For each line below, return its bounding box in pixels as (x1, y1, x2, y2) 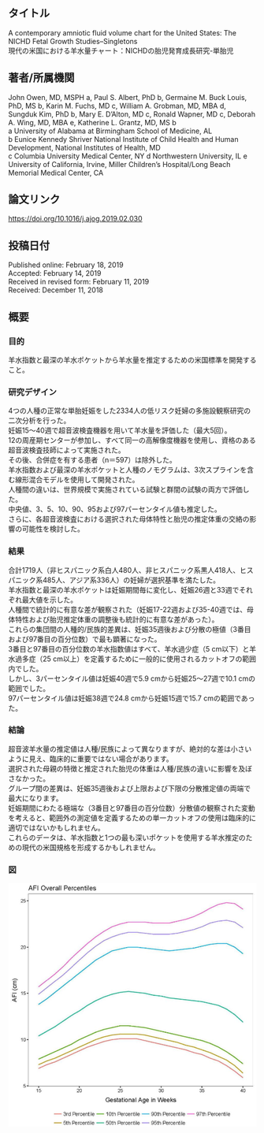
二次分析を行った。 (8, 416, 71, 425)
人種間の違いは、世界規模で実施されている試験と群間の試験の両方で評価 (8, 485, 243, 494)
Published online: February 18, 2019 (8, 260, 124, 269)
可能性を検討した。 (21, 524, 84, 533)
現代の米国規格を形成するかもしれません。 (21, 842, 160, 852)
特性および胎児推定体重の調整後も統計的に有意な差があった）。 (14, 615, 219, 624)
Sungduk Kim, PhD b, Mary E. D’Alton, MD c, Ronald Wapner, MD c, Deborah (8, 109, 256, 119)
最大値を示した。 (21, 595, 77, 604)
